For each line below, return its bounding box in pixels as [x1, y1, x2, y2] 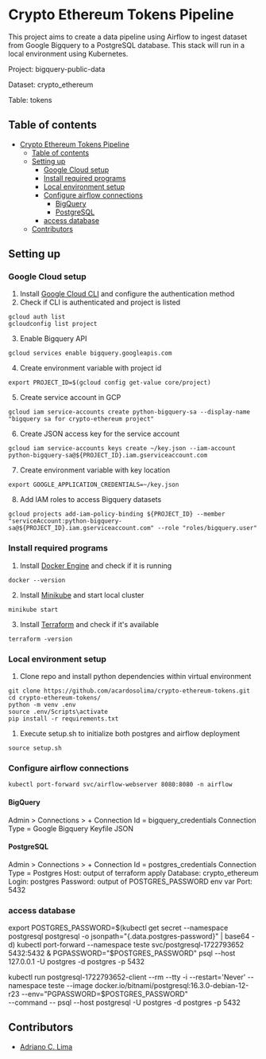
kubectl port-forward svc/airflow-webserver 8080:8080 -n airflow [8, 781, 233, 789]
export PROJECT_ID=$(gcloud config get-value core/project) [8, 378, 212, 387]
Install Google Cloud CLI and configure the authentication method [19, 289, 235, 299]
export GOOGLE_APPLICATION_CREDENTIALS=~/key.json [8, 480, 179, 489]
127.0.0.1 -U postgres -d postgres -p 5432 [8, 957, 145, 967]
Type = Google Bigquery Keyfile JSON [8, 823, 133, 833]
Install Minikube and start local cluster [19, 590, 145, 599]
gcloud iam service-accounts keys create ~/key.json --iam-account [8, 445, 237, 453]
